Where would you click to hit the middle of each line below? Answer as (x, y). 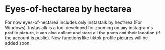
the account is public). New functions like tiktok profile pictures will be (77, 38)
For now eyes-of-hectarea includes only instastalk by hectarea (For (74, 22)
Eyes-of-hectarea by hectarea (68, 9)
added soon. (18, 43)
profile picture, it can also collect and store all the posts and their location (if (82, 33)
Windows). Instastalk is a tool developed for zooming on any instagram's (79, 27)
